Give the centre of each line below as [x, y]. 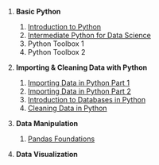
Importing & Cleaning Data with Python [81, 67]
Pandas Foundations [61, 139]
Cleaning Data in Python [67, 108]
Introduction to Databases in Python [86, 100]
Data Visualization [47, 154]
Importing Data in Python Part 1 [78, 83]
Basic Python [38, 12]
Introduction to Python [64, 27]
